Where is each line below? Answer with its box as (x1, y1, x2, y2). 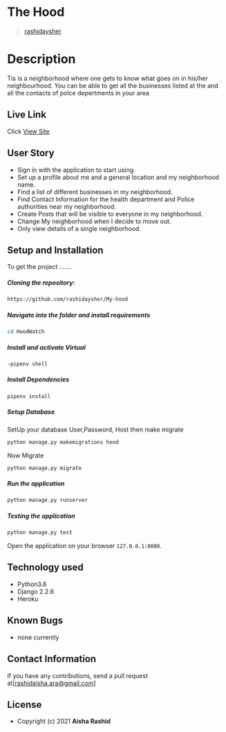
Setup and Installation (7, 244, 104, 256)
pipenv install (7, 393, 51, 400)
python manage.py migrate (7, 464, 82, 471)
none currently (17, 633, 59, 641)
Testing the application (7, 512, 76, 520)
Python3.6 (17, 580, 47, 588)
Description (7, 51, 76, 67)
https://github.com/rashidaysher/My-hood (7, 296, 129, 303)
